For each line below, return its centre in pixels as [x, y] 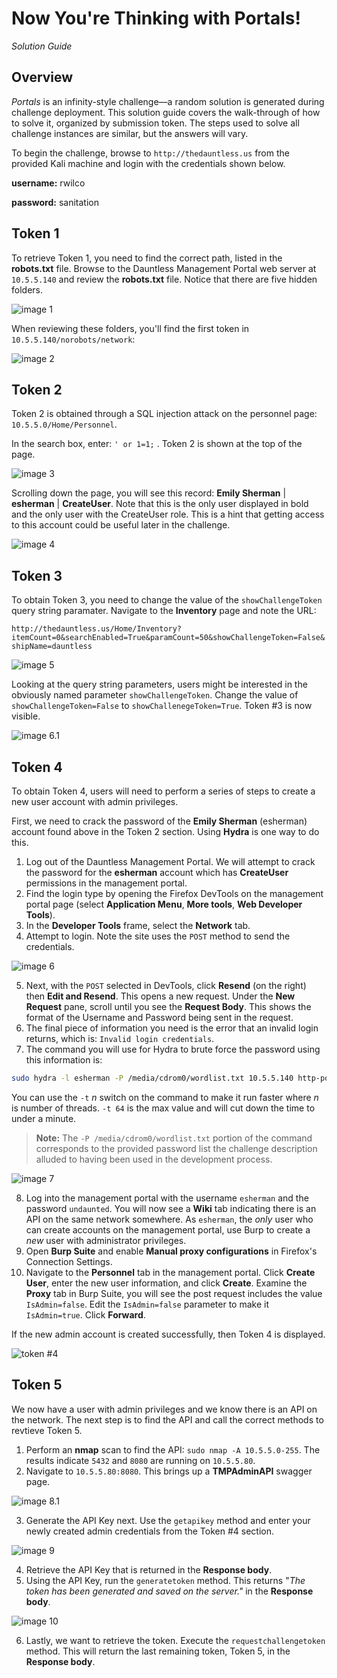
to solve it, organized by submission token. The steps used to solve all [155, 123]
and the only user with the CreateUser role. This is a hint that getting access [168, 514]
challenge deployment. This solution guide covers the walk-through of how [166, 112]
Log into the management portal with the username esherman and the [167, 1198]
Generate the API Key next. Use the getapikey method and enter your [168, 1520]
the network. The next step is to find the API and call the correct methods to [167, 1419]
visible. [26, 716]
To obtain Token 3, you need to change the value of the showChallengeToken [167, 600]
